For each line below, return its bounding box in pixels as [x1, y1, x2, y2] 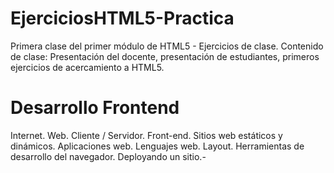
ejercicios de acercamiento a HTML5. [10, 61, 165, 73]
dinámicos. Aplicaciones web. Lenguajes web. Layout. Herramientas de [10, 140, 305, 152]
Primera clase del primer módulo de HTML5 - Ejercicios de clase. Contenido [10, 40, 324, 52]
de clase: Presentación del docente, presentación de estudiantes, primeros [10, 50, 320, 62]
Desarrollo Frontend [10, 97, 180, 119]
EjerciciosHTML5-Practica [10, 7, 235, 30]
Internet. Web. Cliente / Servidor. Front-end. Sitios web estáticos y [10, 129, 283, 141]
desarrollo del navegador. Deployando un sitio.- [10, 150, 207, 162]
